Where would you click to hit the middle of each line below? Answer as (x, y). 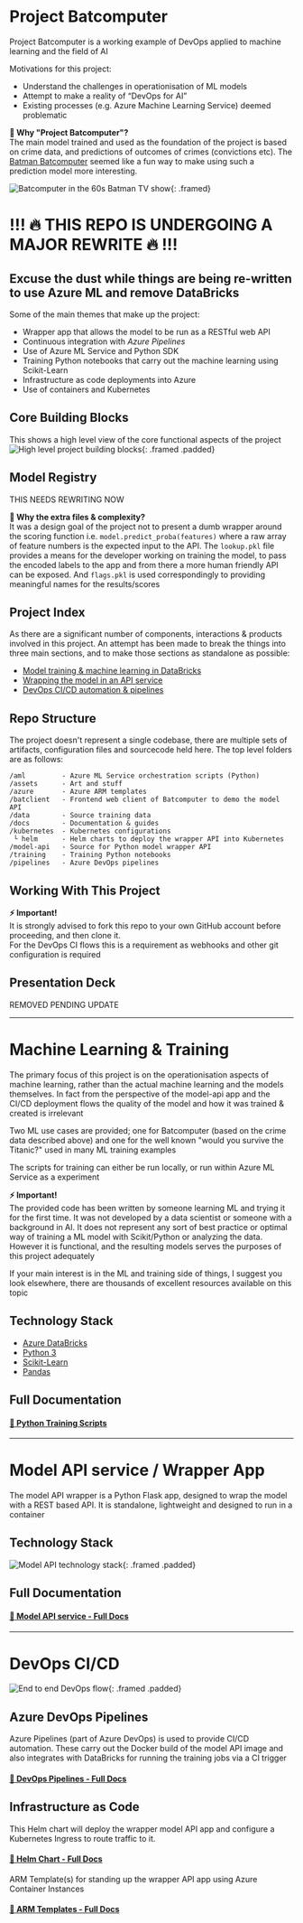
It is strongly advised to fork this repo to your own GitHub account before (145, 926)
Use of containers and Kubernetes (86, 389)
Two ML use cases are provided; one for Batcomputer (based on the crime (148, 1130)
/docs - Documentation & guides (84, 824)
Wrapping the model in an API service (92, 680)
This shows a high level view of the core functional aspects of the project (145, 439)
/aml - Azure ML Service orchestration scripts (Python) (134, 776)
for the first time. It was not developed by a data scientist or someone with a (151, 1218)
